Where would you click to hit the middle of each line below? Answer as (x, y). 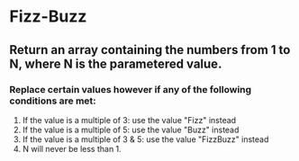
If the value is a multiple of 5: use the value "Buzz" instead (131, 130)
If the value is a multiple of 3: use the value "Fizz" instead (129, 120)
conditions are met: (53, 101)
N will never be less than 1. (72, 148)
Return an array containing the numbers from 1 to (150, 50)
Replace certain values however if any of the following (131, 89)
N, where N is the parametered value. (116, 63)
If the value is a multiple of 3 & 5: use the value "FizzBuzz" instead (145, 139)
